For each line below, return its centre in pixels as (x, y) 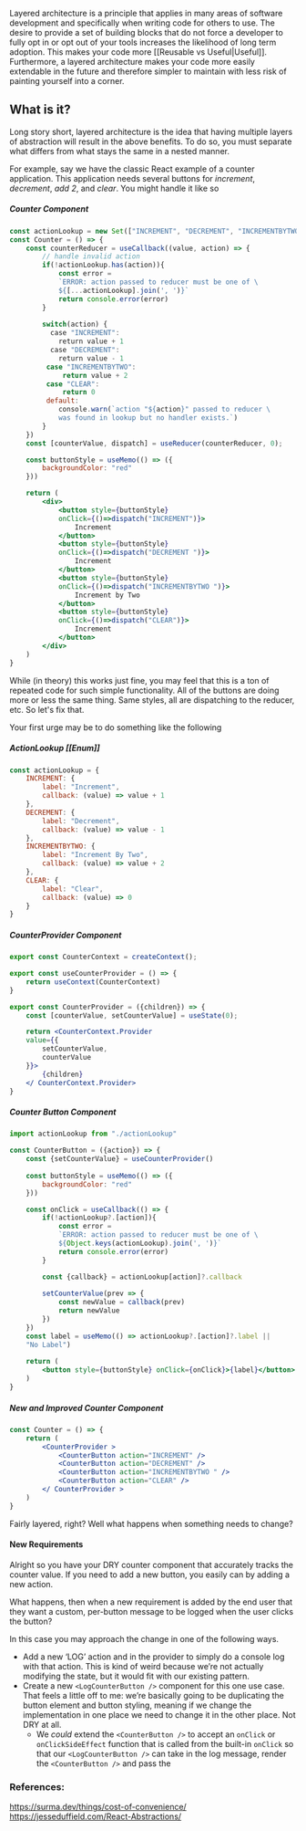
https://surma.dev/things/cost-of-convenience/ (98, 1807)
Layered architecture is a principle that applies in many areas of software (146, 13)
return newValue (89, 1311)
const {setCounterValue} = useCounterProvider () (120, 1159)
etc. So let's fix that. (47, 709)
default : (62, 401)
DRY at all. (42, 1724)
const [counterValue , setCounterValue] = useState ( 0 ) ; (132, 1015)
